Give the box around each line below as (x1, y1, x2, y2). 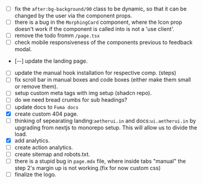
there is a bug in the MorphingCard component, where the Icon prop (14, 18, 183, 26)
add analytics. (14, 136, 50, 144)
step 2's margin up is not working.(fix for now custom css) (14, 164, 161, 171)
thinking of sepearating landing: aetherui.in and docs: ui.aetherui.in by (14, 117, 196, 124)
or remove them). (14, 83, 58, 90)
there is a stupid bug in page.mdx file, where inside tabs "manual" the (14, 157, 186, 165)
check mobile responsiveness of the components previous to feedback (14, 39, 193, 46)
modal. (14, 46, 32, 53)
